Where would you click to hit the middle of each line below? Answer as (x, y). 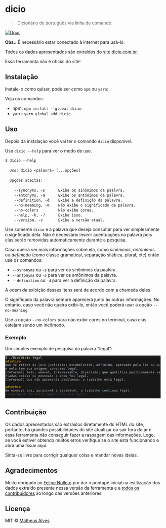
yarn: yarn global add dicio (41, 113)
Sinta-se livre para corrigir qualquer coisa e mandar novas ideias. (72, 455)
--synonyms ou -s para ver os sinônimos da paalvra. (64, 270)
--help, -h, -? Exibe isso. (48, 215)
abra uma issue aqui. (26, 445)
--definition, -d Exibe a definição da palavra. (68, 200)
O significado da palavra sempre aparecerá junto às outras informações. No (82, 300)
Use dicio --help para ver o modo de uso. (49, 151)
